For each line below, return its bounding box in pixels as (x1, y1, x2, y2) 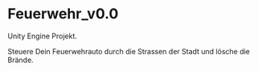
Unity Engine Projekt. (7, 31, 77, 41)
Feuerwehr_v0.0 (7, 5, 119, 23)
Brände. (7, 55, 34, 65)
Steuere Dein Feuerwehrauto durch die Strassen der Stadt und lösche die (7, 46, 251, 56)
